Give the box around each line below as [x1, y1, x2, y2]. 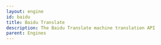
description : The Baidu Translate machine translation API [6, 25, 156, 31]
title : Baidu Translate [6, 19, 65, 25]
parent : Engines [6, 30, 46, 36]
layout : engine [6, 8, 44, 15]
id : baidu [6, 14, 31, 20]
